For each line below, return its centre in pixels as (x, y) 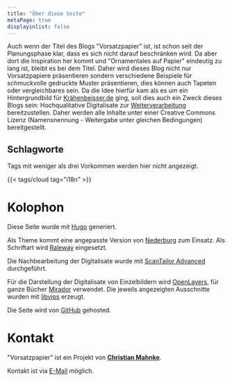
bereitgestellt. (27, 127)
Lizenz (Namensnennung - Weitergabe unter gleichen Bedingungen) (105, 120)
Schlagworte (35, 149)
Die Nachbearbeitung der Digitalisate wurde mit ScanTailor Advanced (106, 261)
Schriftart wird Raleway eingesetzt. (57, 248)
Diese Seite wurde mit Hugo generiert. (62, 227)
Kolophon (36, 207)
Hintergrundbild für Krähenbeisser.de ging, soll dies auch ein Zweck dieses (115, 98)
